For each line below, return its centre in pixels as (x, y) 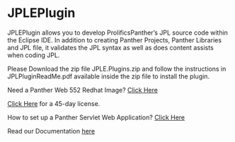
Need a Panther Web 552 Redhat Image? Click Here (82, 90)
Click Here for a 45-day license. (54, 103)
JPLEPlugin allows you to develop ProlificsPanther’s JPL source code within (118, 32)
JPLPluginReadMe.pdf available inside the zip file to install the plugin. (109, 76)
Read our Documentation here (51, 131)
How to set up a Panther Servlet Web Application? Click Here (96, 117)
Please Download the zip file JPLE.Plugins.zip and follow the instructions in (117, 69)
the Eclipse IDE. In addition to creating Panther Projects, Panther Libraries (114, 40)
